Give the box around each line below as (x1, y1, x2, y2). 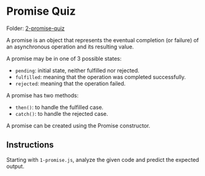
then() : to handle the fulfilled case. (15, 103, 104, 111)
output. (6, 163, 24, 170)
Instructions (6, 140, 54, 150)
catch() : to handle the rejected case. (15, 110, 108, 117)
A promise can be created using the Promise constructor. (6, 121, 151, 129)
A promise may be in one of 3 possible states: (6, 55, 122, 62)
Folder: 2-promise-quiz (6, 25, 65, 32)
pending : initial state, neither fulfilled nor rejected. (15, 66, 140, 74)
